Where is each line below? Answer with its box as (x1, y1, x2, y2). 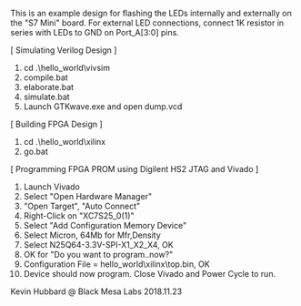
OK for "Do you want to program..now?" (23, 250, 174, 260)
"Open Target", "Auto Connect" (23, 200, 141, 211)
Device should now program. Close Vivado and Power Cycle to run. (23, 269, 276, 279)
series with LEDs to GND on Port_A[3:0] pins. (10, 27, 180, 37)
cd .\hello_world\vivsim (23, 63, 110, 73)
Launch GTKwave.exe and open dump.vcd (23, 101, 183, 112)
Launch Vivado (23, 181, 81, 192)
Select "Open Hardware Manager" (23, 191, 153, 201)
